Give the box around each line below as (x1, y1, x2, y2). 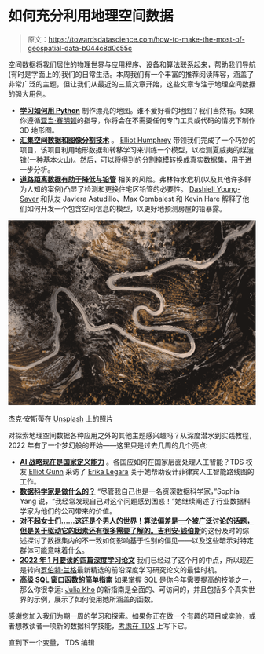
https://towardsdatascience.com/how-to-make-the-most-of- (48, 35, 245, 44)
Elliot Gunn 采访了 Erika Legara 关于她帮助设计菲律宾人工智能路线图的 (28, 467, 255, 477)
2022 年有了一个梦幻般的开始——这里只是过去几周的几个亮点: (8, 440, 208, 450)
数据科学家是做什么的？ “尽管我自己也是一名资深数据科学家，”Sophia (19, 487, 240, 496)
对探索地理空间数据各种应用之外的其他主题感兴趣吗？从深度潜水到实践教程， (8, 431, 256, 440)
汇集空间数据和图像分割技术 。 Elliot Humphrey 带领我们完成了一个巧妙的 (19, 135, 256, 144)
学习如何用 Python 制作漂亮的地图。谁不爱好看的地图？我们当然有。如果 (19, 105, 254, 115)
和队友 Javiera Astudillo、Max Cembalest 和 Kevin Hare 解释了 (40, 194, 243, 203)
